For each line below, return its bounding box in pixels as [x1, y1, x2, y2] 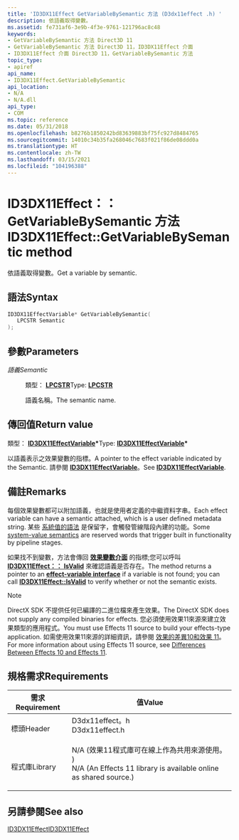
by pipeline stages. [7, 538, 63, 547]
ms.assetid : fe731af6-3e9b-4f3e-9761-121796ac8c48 [7, 23, 161, 31]
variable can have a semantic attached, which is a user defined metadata [7, 514, 222, 523]
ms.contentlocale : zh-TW [7, 149, 81, 157]
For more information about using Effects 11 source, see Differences [7, 640, 206, 649]
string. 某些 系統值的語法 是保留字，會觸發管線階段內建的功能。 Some [7, 523, 211, 531]
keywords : [7, 30, 37, 38]
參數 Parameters [7, 345, 79, 357]
